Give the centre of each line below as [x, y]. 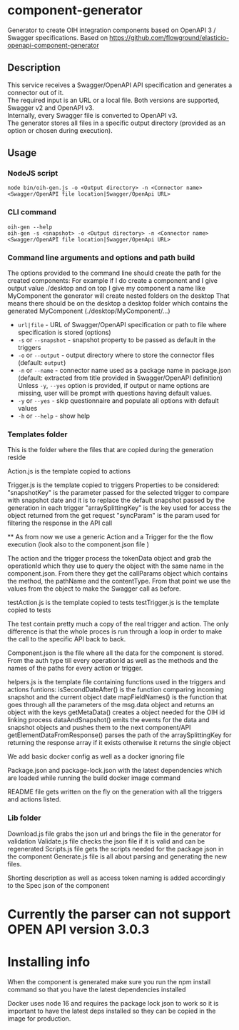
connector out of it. [36, 92]
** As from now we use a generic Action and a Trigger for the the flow [111, 537]
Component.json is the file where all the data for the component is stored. [116, 653]
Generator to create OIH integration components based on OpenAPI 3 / [112, 30]
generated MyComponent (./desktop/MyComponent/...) [89, 311]
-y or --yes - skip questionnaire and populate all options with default [118, 401]
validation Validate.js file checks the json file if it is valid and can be [106, 841]
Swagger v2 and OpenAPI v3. [51, 107]
